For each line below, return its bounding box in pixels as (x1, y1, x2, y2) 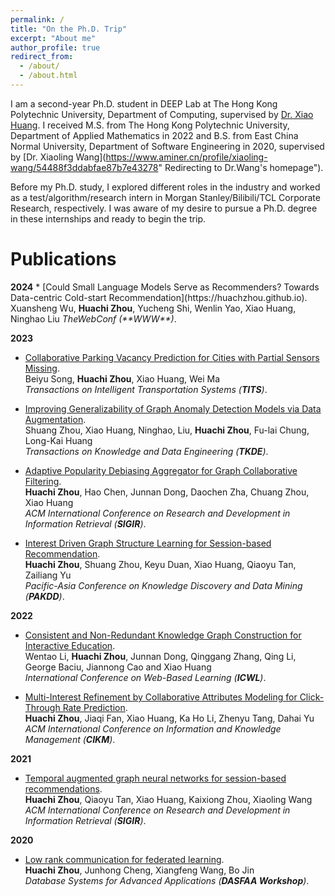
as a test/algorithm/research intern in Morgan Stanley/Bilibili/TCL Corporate (10, 191, 321, 203)
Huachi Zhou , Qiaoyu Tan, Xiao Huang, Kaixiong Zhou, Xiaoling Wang (24, 793, 313, 805)
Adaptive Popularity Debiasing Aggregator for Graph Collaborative (24, 464, 298, 476)
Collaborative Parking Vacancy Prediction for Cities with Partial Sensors (24, 351, 320, 363)
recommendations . (24, 782, 103, 795)
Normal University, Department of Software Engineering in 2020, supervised (10, 140, 325, 152)
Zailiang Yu (24, 569, 72, 581)
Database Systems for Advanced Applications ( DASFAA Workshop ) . (24, 874, 310, 886)
